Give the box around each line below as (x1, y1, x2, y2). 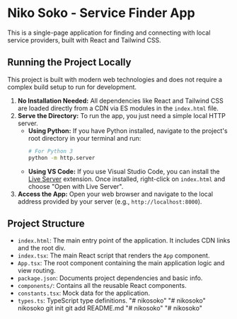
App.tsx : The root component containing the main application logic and (17, 259, 225, 267)
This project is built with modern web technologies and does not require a (7, 75, 223, 83)
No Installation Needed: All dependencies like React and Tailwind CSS (17, 96, 224, 105)
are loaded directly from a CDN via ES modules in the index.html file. (17, 104, 219, 112)
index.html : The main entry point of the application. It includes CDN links (17, 236, 231, 245)
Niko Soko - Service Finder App (7, 5, 196, 21)
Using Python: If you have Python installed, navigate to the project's (28, 126, 228, 135)
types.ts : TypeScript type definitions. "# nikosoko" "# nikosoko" (17, 296, 207, 305)
